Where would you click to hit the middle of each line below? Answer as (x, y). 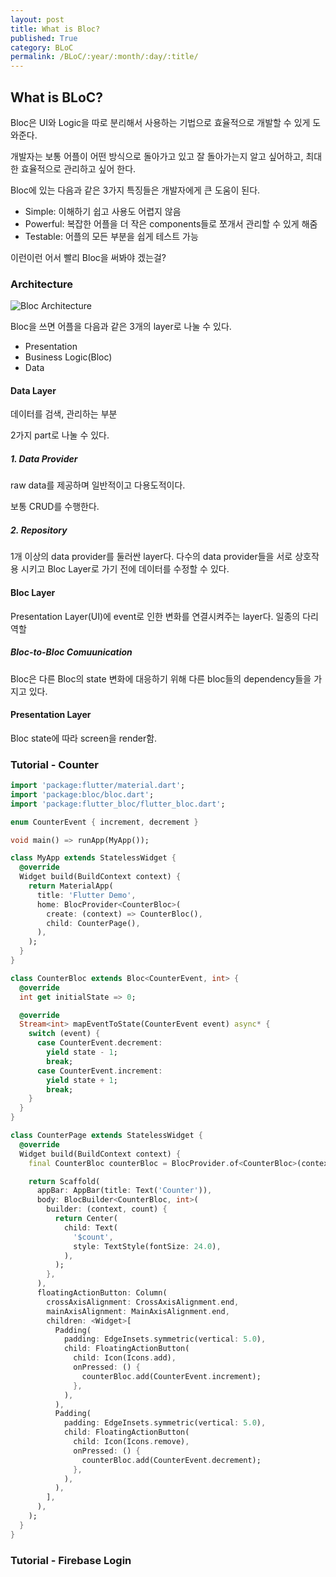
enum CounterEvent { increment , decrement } (104, 822)
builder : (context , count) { (107, 1209)
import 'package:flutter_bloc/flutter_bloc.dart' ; (118, 804)
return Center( (86, 1219)
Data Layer (33, 390)
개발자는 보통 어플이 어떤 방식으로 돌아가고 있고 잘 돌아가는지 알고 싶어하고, (157, 156)
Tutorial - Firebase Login (71, 1560)
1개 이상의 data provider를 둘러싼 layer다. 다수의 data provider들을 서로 (151, 557)
